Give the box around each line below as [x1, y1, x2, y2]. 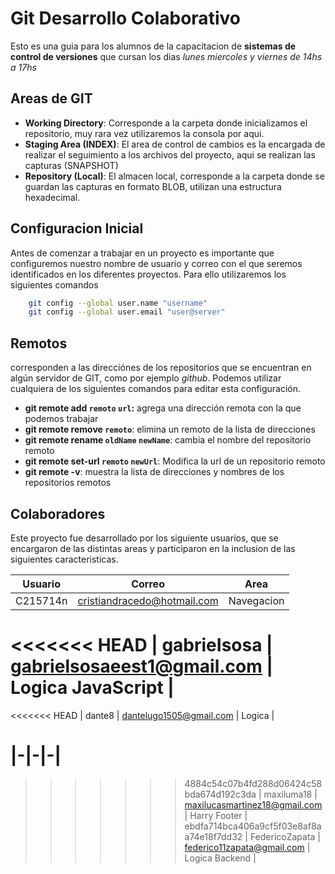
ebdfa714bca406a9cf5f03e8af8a [184, 820, 322, 832]
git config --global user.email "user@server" [28, 307, 226, 317]
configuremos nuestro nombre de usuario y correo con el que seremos [10, 257, 303, 269]
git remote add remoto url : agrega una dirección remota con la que [24, 402, 302, 414]
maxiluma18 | [263, 788, 318, 800]
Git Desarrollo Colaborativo [10, 7, 241, 30]
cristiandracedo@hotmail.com [77, 593, 219, 607]
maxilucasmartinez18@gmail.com [184, 798, 323, 811]
